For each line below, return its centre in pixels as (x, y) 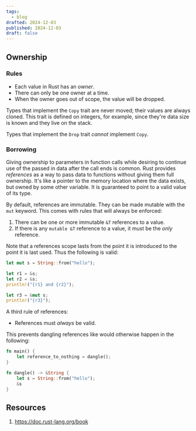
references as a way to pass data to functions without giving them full (90, 175)
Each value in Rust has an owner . (54, 86)
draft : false (22, 33)
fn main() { (20, 352)
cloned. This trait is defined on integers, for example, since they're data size (98, 116)
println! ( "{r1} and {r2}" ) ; (40, 284)
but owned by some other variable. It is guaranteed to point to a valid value (96, 187)
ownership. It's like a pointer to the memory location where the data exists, (96, 181)
